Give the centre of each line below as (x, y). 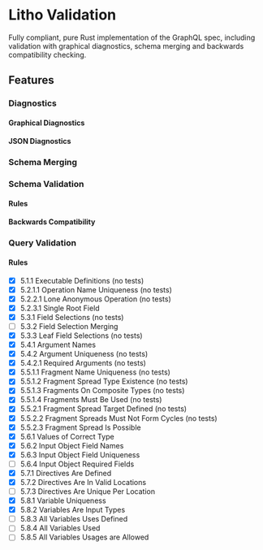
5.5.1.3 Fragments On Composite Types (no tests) (102, 391)
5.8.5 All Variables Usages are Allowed (84, 537)
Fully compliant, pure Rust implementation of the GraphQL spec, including (132, 37)
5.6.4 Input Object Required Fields (77, 464)
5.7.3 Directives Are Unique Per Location (88, 492)
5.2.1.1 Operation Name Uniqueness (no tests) (96, 289)
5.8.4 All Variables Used (60, 528)
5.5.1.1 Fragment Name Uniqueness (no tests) (95, 372)
